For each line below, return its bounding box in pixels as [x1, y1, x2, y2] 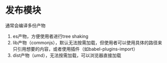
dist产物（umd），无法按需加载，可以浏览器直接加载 [12, 52, 121, 58]
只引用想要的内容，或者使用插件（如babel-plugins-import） [12, 46, 138, 52]
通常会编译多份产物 [5, 22, 46, 28]
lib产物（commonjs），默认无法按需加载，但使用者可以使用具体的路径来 [12, 39, 162, 46]
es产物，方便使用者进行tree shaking [12, 33, 89, 39]
